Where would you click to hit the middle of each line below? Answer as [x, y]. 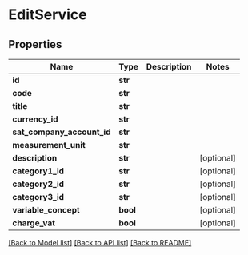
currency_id [35, 119]
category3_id [38, 197]
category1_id [38, 171]
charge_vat [34, 223]
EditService [48, 15]
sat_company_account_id [62, 132]
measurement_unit [49, 145]
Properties [35, 44]
